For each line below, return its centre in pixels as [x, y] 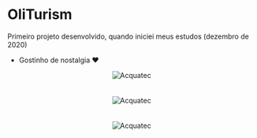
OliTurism [40, 15]
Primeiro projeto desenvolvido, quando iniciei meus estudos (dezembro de [128, 36]
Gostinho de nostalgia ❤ [59, 60]
